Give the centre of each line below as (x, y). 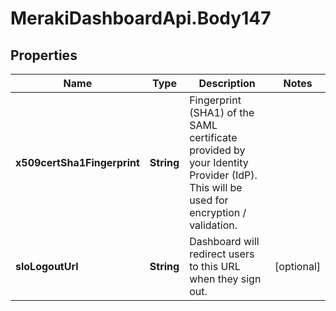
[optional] (297, 266)
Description (227, 83)
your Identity (219, 162)
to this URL (215, 266)
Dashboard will (224, 241)
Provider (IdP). (223, 175)
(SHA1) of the (222, 112)
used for (209, 200)
